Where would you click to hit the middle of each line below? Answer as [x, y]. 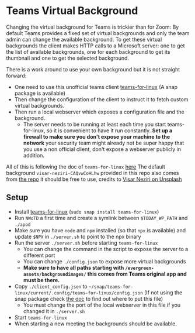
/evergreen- [140, 268]
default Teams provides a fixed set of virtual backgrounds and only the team [98, 33]
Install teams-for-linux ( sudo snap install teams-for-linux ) [87, 211]
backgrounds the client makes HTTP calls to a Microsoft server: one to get [95, 46]
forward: [16, 75]
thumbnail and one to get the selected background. [68, 58]
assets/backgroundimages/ [55, 274]
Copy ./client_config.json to [51, 286]
